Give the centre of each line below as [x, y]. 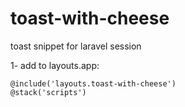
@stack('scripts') [48, 92]
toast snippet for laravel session [76, 46]
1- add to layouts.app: [55, 65]
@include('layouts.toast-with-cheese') [93, 83]
